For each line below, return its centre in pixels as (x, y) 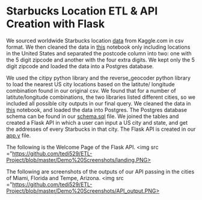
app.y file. (19, 135)
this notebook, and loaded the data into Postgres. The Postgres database (97, 110)
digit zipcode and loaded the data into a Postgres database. (80, 66)
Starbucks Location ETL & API (82, 11)
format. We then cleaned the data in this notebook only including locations (98, 47)
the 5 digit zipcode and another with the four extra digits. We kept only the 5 (101, 60)
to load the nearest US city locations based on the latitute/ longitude (91, 84)
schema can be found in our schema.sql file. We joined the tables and (93, 116)
